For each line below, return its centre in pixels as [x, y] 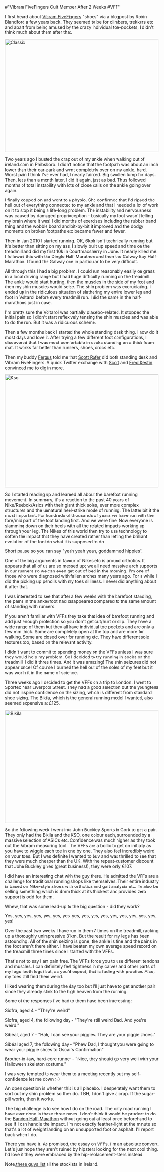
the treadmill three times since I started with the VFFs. [59, 951]
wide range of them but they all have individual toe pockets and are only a [80, 627]
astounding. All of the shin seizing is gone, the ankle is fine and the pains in [81, 941]
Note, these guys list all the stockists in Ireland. [52, 1164]
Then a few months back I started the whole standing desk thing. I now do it [82, 332]
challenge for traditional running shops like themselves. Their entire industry [82, 881]
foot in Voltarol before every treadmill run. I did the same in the [68, 297]
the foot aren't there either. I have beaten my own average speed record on [81, 946]
